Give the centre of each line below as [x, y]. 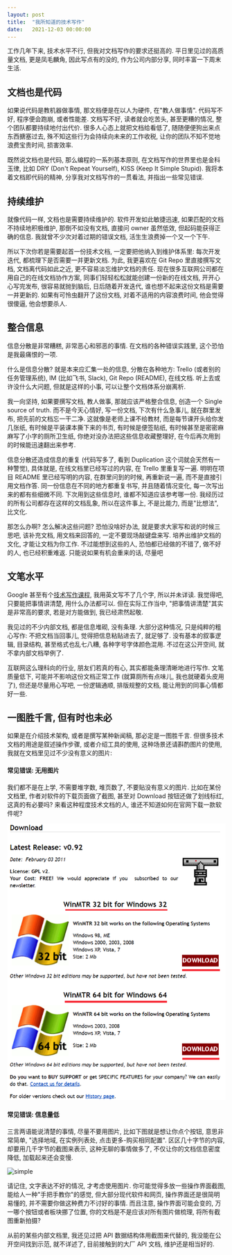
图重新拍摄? [24, 1220]
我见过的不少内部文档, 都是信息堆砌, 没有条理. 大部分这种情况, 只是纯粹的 [111, 626]
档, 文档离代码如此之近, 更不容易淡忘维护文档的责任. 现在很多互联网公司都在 [115, 269]
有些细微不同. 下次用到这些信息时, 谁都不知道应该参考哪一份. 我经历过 [124, 494]
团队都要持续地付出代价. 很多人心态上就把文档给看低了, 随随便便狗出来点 [116, 128]
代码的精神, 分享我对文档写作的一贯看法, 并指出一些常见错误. [117, 177]
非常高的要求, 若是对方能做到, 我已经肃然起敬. [78, 612]
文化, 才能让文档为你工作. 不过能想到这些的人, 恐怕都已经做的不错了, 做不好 [114, 544]
